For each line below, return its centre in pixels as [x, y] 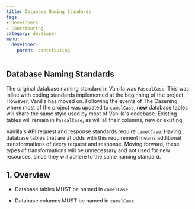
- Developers [22, 22]
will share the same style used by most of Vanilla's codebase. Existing [92, 114]
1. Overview [28, 175]
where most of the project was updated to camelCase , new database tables [97, 107]
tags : [13, 17]
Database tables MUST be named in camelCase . [72, 189]
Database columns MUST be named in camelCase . [75, 201]
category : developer [32, 34]
